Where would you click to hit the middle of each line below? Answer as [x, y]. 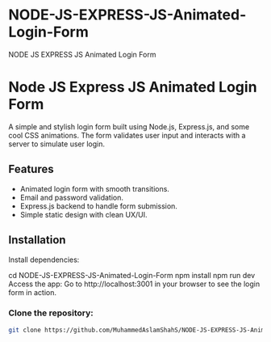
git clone [25, 330]
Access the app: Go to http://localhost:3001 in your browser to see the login [134, 284]
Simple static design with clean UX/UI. [83, 214]
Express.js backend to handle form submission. [98, 206]
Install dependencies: [44, 260]
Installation [37, 240]
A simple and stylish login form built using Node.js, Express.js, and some [129, 126]
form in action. [32, 292]
